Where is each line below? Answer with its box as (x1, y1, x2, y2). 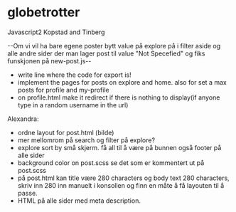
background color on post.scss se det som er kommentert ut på (17, 158, 205, 167)
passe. (17, 189, 38, 197)
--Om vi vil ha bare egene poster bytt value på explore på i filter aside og (7, 41, 221, 50)
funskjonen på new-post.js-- (7, 56, 92, 65)
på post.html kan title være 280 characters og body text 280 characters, (17, 174, 230, 182)
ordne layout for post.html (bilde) (17, 128, 114, 137)
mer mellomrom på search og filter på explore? (17, 136, 155, 144)
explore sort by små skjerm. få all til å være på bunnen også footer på (17, 143, 222, 152)
